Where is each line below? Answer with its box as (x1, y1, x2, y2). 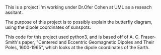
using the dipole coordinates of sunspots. (5, 24, 92, 30)
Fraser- (140, 34, 156, 40)
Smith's (5, 39, 21, 45)
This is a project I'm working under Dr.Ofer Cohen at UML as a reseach (5, 4, 152, 10)
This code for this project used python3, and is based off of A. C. (5, 34, 140, 40)
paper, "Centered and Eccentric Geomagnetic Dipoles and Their (22, 39, 154, 45)
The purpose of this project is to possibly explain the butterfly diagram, (5, 19, 152, 25)
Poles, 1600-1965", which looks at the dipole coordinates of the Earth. (5, 45, 150, 50)
